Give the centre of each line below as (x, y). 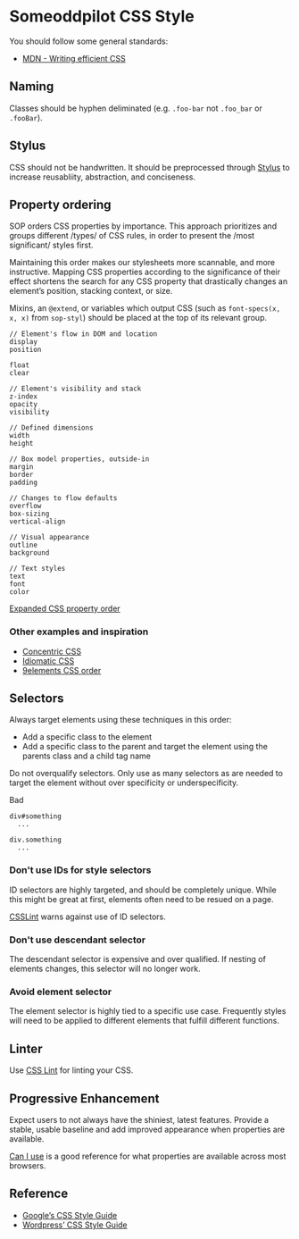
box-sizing (29, 514)
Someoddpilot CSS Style (102, 17)
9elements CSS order (62, 670)
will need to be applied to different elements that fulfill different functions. (144, 1021)
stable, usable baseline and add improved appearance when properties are (147, 1129)
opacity (24, 405)
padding (24, 483)
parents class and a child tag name (87, 756)
